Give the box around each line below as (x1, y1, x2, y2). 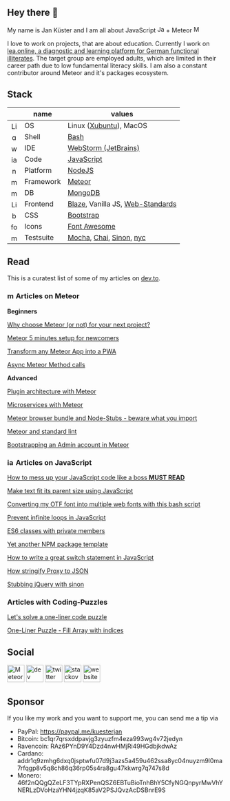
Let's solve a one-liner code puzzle (7, 613, 107, 621)
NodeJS (67, 165, 94, 175)
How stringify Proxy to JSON (7, 567, 89, 575)
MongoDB (67, 187, 101, 197)
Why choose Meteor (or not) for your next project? (7, 320, 150, 329)
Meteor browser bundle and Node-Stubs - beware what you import (7, 414, 198, 422)
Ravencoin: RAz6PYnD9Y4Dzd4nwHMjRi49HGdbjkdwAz (17, 742, 178, 750)
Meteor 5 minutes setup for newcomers (7, 333, 119, 342)
